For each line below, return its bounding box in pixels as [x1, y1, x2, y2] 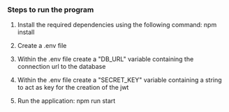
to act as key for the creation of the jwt [17, 83, 129, 92]
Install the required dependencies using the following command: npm [17, 21, 217, 29]
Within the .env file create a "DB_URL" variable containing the [17, 55, 194, 63]
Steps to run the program [7, 5, 94, 15]
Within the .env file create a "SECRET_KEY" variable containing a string [17, 76, 222, 84]
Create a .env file [17, 42, 67, 50]
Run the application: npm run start [17, 97, 116, 105]
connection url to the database [17, 63, 106, 71]
